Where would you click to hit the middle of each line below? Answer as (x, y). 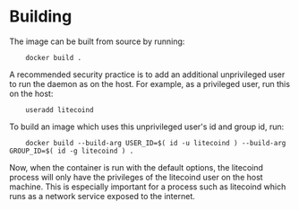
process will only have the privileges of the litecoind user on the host (136, 177)
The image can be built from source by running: (97, 41)
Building (41, 17)
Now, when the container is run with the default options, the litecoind (137, 167)
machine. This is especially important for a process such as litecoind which (148, 187)
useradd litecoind (60, 109)
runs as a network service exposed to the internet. (102, 196)
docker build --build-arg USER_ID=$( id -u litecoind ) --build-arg (156, 143)
